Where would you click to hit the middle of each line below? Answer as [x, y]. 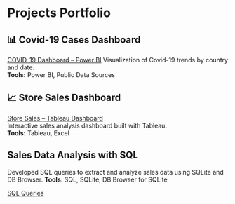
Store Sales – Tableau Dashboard [55, 118]
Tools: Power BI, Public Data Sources [61, 75]
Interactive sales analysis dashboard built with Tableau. [87, 125]
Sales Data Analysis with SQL [73, 155]
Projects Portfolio [59, 13]
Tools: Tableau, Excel [39, 133]
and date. [21, 67]
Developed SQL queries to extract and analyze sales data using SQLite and [116, 172]
